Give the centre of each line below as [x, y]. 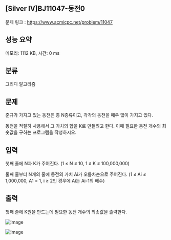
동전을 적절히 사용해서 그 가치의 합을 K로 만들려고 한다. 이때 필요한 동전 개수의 [83, 126]
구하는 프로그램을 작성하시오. [48, 132]
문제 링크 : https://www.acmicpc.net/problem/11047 [59, 22]
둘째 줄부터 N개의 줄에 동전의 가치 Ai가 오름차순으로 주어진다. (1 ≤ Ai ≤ [76, 174]
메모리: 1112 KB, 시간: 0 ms [33, 53]
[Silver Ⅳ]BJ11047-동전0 [45, 9]
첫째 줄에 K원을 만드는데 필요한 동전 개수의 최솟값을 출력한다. [66, 212]
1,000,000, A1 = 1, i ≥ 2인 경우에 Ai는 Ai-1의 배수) [55, 181]
